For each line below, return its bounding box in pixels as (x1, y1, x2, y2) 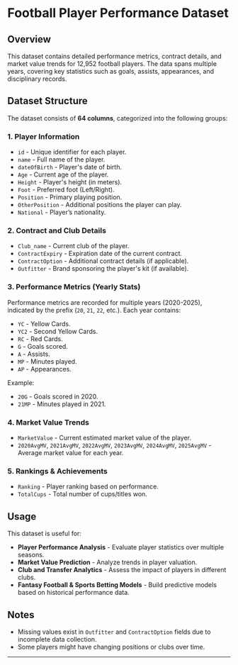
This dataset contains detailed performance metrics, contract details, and (7, 52, 222, 60)
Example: (7, 378, 35, 387)
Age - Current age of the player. (17, 170, 109, 179)
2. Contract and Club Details (7, 225, 106, 235)
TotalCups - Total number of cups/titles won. (17, 490, 147, 498)
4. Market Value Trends (7, 417, 90, 427)
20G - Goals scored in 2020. (17, 392, 98, 401)
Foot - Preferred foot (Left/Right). (17, 186, 115, 194)
